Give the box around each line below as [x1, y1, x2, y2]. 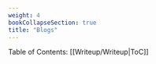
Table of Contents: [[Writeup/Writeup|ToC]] [8, 48, 149, 57]
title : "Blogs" [8, 26, 58, 34]
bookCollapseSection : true [8, 19, 97, 27]
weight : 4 [8, 11, 41, 20]
